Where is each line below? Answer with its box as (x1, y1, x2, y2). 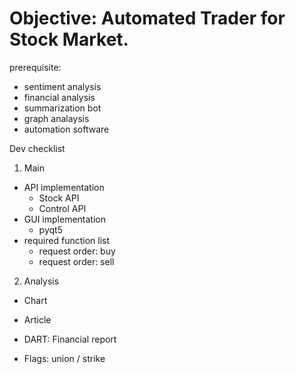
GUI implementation (23, 213, 106, 225)
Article (23, 313, 52, 326)
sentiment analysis (23, 80, 102, 92)
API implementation (23, 181, 105, 193)
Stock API (38, 192, 80, 204)
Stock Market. (9, 28, 129, 51)
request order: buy (38, 245, 116, 257)
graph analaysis (23, 112, 90, 124)
